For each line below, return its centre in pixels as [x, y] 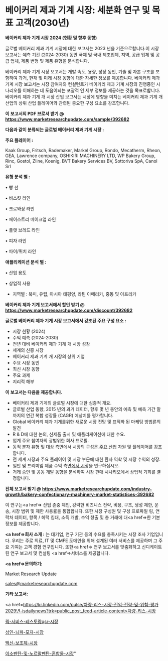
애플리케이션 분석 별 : [26, 262]
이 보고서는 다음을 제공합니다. [34, 392]
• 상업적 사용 [18, 283]
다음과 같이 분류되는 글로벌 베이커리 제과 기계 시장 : [55, 129]
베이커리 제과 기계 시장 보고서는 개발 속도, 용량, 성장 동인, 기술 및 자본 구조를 [80, 71]
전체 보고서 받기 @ [23, 489]
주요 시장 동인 [26, 362]
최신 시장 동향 [26, 369]
